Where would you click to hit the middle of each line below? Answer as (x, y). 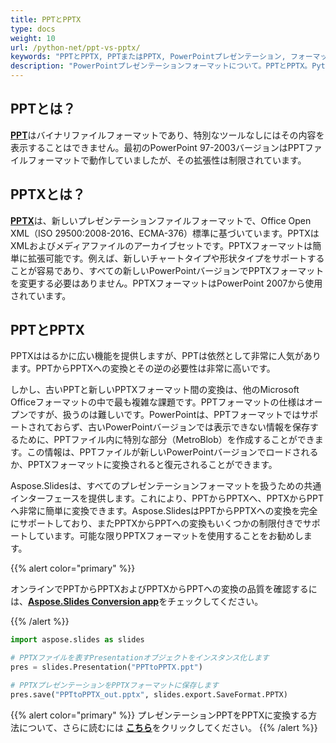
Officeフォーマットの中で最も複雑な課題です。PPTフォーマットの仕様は (158, 402)
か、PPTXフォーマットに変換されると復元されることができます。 (144, 465)
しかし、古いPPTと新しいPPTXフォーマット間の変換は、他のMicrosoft (155, 390)
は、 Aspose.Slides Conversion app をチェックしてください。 (137, 602)
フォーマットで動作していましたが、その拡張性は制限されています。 (167, 160)
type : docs (33, 29)
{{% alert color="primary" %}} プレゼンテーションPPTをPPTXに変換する (159, 715)
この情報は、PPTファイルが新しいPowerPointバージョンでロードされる (172, 452)
